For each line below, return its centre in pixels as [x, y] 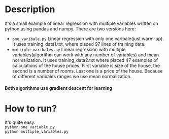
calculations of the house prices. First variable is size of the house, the [86, 65]
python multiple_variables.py [37, 132]
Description [30, 9]
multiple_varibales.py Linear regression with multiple [69, 49]
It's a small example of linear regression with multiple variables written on [81, 23]
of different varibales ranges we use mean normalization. [72, 76]
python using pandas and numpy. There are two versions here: [70, 28]
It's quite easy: [20, 122]
